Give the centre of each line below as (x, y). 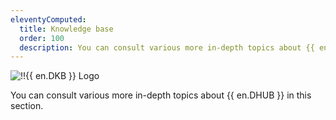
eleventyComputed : (48, 19)
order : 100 (42, 38)
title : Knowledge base (66, 29)
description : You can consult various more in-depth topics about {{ (167, 47)
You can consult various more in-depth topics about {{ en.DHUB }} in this (161, 95)
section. (27, 106)
